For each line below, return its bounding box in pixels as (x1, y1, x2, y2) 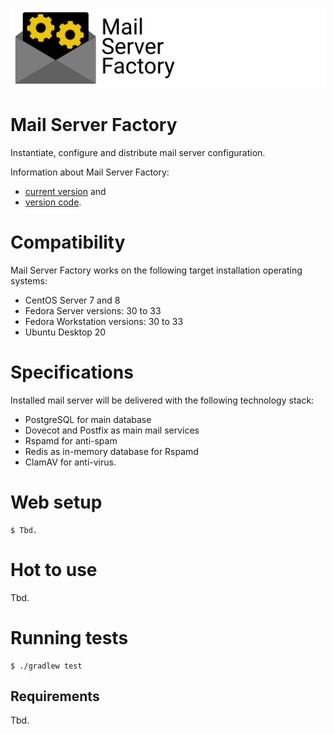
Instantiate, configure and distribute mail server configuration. (10, 146, 266, 158)
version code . (24, 196, 82, 208)
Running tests (10, 626, 129, 649)
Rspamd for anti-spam (24, 434, 118, 447)
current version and (24, 185, 107, 197)
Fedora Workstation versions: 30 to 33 (24, 315, 184, 327)
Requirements (10, 688, 100, 705)
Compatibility (10, 231, 126, 254)
